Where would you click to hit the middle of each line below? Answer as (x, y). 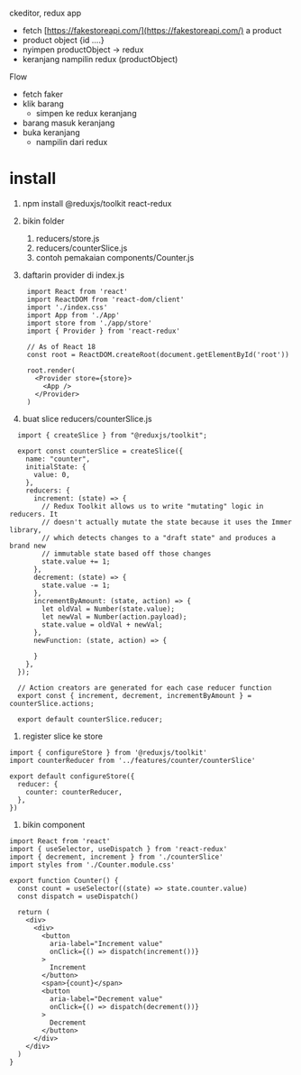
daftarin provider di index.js (73, 275)
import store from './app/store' (89, 323)
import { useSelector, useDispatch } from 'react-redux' (119, 849)
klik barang (43, 104)
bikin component (54, 824)
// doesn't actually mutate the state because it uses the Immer (167, 522)
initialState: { (56, 467)
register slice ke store (63, 736)
